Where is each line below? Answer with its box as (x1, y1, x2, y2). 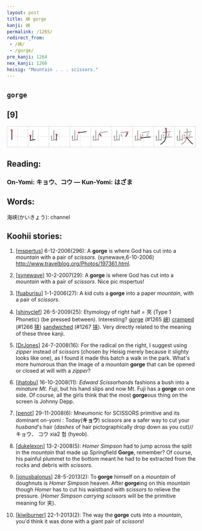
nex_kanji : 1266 (7, 60, 47, 66)
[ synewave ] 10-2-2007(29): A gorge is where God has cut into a (15, 271, 174, 279)
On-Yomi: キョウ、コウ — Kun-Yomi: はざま (7, 178, 133, 186)
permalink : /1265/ (7, 29, 53, 35)
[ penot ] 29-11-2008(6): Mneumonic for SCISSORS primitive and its (15, 409, 180, 417)
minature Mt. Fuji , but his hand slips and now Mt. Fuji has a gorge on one (15, 385, 195, 392)
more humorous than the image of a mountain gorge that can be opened (15, 360, 195, 368)
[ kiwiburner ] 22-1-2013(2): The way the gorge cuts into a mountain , (15, 511, 183, 518)
